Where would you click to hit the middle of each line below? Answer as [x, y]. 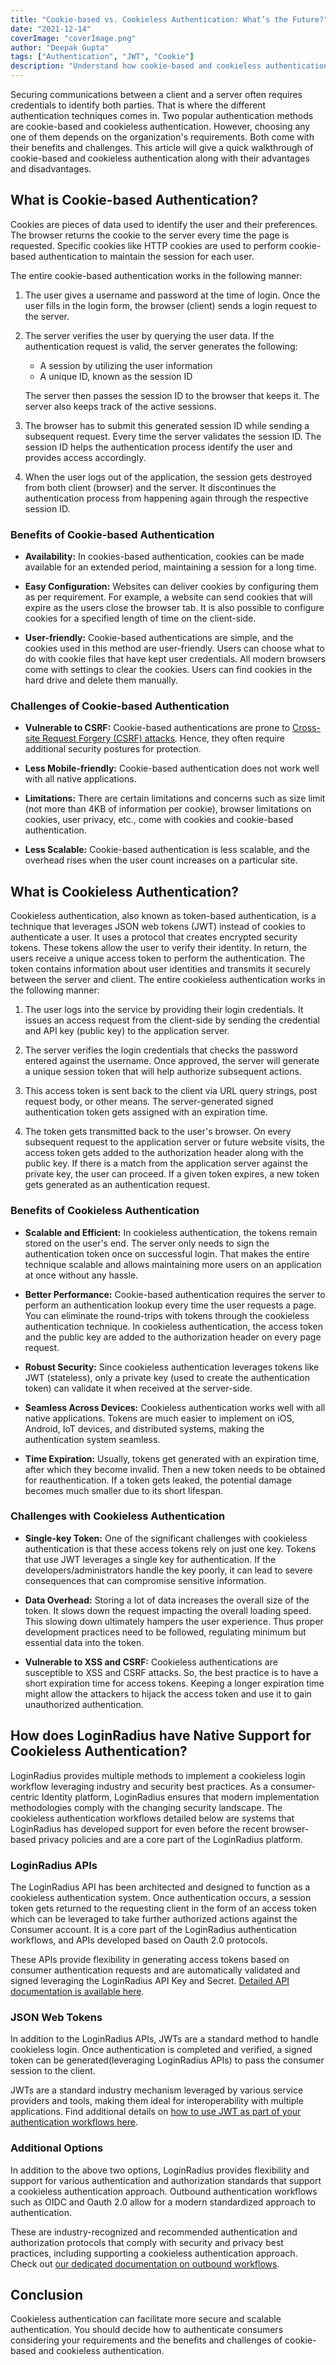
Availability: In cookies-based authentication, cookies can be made [164, 557]
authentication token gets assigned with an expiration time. [146, 1112]
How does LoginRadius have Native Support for [161, 1736]
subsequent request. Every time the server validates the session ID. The [173, 436]
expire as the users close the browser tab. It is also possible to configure [174, 608]
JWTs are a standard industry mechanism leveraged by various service [157, 2090]
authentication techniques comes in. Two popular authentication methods [162, 115]
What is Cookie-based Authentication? [134, 200]
